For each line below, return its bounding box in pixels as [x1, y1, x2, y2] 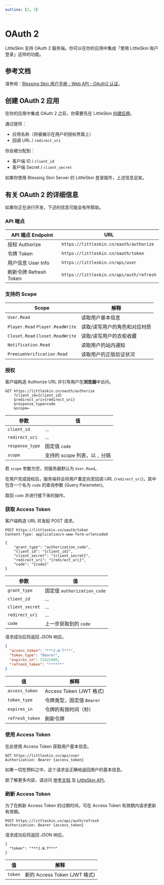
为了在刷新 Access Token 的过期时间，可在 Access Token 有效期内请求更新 [5, 803, 157, 809]
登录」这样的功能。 [5, 51, 44, 57]
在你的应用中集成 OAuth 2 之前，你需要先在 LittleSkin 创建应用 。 [5, 111, 135, 117]
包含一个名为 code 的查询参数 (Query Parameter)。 [5, 482, 106, 488]
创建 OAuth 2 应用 [5, 96, 60, 105]
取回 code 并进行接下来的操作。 [5, 492, 68, 498]
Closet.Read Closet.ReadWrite [7, 333, 77, 338]
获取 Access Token [5, 505, 51, 512]
